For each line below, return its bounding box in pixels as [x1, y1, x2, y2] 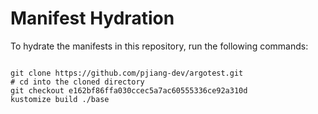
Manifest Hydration [10, 7, 175, 30]
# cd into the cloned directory [10, 77, 145, 87]
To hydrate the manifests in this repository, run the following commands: [10, 40, 309, 52]
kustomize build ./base [10, 94, 110, 104]
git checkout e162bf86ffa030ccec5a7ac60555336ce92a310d [10, 85, 248, 96]
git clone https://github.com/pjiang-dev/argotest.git [10, 68, 244, 78]
